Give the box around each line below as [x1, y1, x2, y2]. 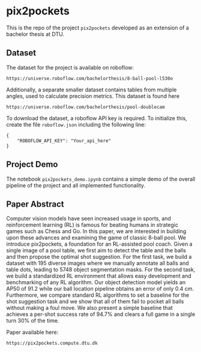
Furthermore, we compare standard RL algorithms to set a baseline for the [6, 291, 190, 299]
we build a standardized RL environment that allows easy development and [6, 272, 191, 280]
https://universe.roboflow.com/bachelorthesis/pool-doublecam [6, 104, 165, 110]
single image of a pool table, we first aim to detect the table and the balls [6, 247, 186, 254]
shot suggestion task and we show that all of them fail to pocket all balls [6, 298, 184, 305]
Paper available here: [6, 329, 59, 336]
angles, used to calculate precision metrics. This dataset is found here [6, 92, 180, 100]
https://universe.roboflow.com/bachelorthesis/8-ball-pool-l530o [6, 75, 173, 82]
